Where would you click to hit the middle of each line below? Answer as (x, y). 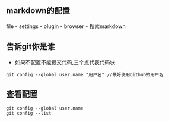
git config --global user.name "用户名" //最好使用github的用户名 (85, 74)
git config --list (29, 114)
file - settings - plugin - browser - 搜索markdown (66, 26)
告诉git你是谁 (31, 47)
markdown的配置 (38, 11)
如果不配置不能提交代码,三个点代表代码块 (65, 62)
